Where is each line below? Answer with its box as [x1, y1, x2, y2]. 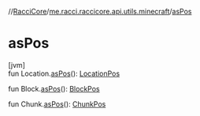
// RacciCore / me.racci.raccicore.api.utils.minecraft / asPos [8, 7, 192, 16]
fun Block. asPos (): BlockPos [8, 84, 100, 93]
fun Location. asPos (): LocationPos [8, 69, 120, 78]
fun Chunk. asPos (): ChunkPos [8, 99, 106, 109]
